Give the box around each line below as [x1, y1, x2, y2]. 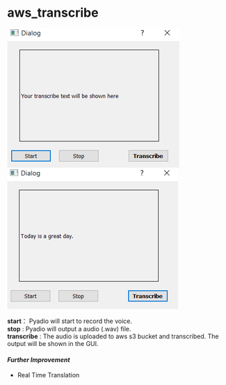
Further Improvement [7, 355, 71, 363]
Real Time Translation [17, 371, 80, 379]
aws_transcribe [7, 5, 99, 21]
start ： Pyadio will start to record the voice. [7, 317, 133, 325]
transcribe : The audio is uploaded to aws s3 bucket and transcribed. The [7, 332, 219, 340]
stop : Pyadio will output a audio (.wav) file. [7, 324, 131, 333]
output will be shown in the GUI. [7, 339, 99, 347]
